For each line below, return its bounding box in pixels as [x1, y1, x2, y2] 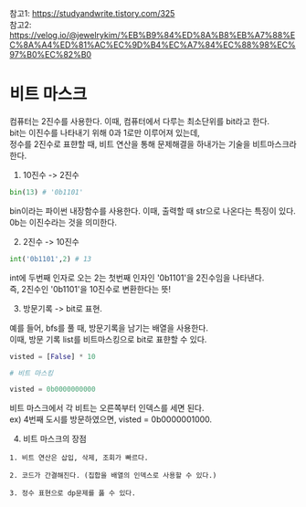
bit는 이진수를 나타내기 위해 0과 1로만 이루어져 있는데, [9, 127, 201, 138]
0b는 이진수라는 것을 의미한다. [9, 217, 117, 227]
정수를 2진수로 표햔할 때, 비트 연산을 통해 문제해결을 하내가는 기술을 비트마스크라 [9, 138, 297, 149]
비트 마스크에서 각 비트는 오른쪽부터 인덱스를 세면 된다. [9, 403, 205, 414]
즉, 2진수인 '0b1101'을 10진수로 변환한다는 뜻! [9, 283, 172, 294]
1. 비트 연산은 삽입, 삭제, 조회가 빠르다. [9, 453, 149, 463]
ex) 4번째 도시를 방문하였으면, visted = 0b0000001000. [9, 414, 213, 425]
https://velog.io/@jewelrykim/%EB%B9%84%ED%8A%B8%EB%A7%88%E [9, 30, 296, 40]
